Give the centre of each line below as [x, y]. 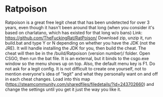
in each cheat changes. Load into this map [47, 79]
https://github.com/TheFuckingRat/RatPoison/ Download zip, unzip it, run [78, 38]
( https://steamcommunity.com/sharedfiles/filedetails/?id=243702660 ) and [80, 84]
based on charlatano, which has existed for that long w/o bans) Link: [74, 32]
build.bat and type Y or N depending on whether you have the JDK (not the [80, 43]
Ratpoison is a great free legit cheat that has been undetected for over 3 [77, 22]
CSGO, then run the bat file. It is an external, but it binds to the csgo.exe [77, 58]
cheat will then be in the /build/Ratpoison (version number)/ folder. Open [78, 53]
